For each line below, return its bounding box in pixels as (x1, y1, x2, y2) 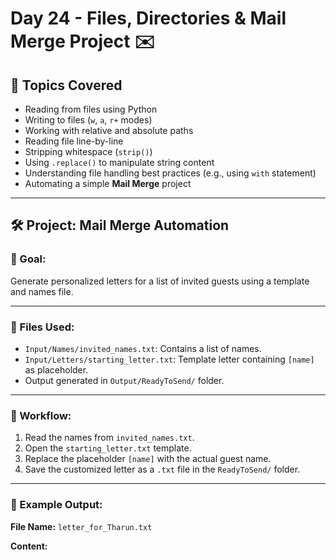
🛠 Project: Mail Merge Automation (10, 217, 230, 234)
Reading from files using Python (24, 103, 158, 115)
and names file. (10, 285, 74, 297)
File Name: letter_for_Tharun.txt (10, 520, 153, 532)
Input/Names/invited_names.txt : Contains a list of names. (24, 342, 262, 354)
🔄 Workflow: (10, 408, 72, 422)
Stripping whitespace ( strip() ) (24, 146, 153, 157)
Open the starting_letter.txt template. (24, 442, 192, 454)
